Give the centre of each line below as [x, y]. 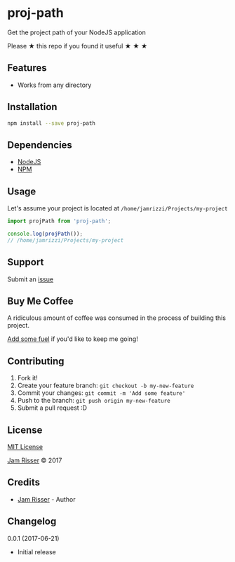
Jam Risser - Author [46, 499]
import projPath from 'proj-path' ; [59, 221]
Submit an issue [31, 279]
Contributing [36, 361]
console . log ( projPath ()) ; [45, 234]
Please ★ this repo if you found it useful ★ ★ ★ [78, 46]
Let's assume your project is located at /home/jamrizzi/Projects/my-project [117, 208]
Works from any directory [54, 85]
